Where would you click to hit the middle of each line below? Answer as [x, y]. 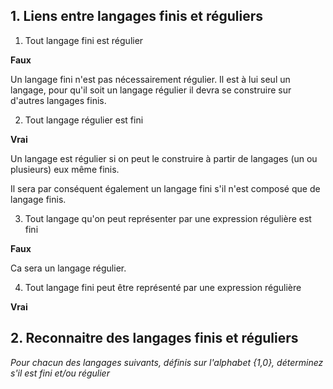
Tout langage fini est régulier [84, 40]
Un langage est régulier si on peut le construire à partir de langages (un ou [164, 158]
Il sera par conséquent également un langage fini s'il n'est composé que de [165, 188]
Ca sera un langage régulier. [68, 268]
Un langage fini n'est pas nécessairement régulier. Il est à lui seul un [150, 79]
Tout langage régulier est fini [84, 120]
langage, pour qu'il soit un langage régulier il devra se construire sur [151, 90]
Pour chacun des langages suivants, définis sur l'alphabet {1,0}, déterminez [167, 362]
